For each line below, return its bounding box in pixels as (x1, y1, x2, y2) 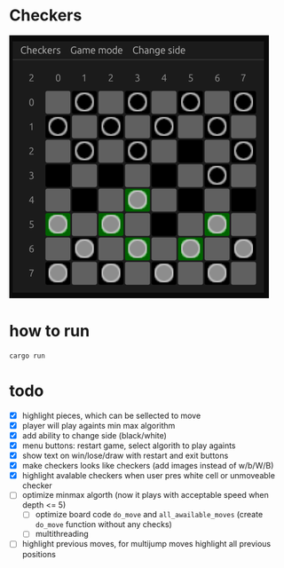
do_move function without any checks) (35, 519, 173, 530)
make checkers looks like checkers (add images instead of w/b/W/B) (21, 461, 274, 471)
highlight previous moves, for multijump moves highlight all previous (21, 539, 272, 549)
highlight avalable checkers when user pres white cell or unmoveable (21, 470, 275, 481)
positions (21, 548, 56, 559)
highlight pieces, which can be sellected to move (21, 410, 201, 421)
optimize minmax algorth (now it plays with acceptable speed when (21, 490, 269, 501)
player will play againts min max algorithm (21, 420, 176, 430)
